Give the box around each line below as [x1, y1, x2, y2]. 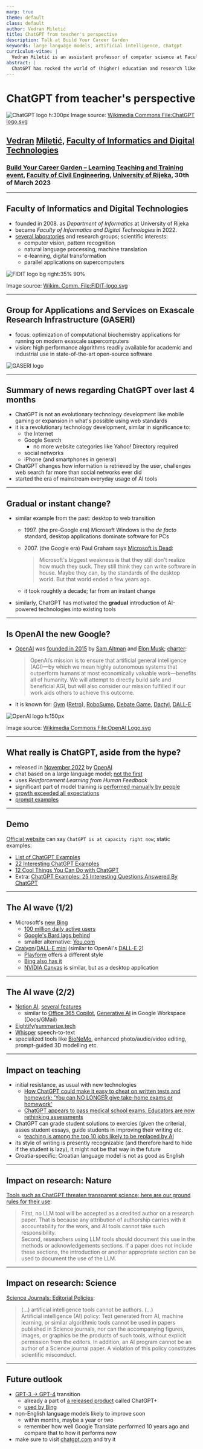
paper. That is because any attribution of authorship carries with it [21, 1216, 186, 1223]
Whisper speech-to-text [14, 1029, 76, 1036]
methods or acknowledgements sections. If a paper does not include [21, 1241, 193, 1249]
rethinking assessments [24, 1113, 83, 1121]
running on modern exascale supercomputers [14, 337, 129, 345]
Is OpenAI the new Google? [6, 629, 111, 639]
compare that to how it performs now [24, 1429, 117, 1436]
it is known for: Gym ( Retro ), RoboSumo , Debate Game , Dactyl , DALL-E [14, 701, 192, 708]
